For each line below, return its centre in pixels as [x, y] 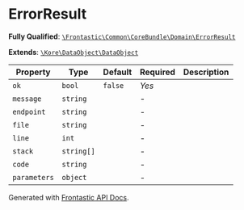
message [27, 99]
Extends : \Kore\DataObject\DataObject [74, 52]
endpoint [29, 111]
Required [158, 72]
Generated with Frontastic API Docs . [69, 197]
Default [118, 72]
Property [33, 72]
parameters [33, 177]
